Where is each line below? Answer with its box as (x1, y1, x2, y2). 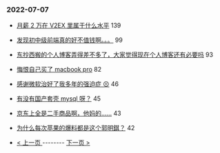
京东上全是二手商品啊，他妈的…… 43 (16, 109, 121, 118)
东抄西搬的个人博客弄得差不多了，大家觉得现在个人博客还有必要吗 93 (16, 50, 214, 59)
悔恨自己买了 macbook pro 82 (16, 65, 101, 74)
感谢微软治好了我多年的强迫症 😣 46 (16, 80, 119, 88)
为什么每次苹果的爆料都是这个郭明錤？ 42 (16, 124, 135, 132)
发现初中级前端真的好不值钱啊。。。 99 (16, 36, 123, 44)
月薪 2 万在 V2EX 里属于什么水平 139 (16, 21, 121, 30)
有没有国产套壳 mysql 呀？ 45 (16, 94, 101, 103)
